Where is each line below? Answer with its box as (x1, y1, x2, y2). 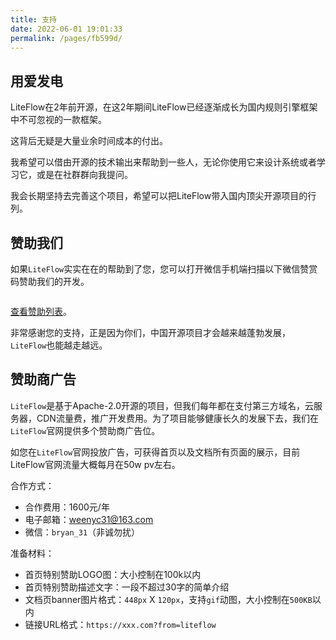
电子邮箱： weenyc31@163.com (24, 513, 154, 525)
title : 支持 (10, 14, 57, 25)
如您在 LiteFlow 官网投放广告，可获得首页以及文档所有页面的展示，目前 (10, 446, 301, 458)
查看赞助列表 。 (10, 306, 72, 317)
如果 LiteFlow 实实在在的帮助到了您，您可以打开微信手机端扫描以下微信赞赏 (10, 263, 318, 275)
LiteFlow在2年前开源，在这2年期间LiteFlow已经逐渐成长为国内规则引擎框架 (10, 101, 318, 113)
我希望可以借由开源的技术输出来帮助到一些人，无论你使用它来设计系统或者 (10, 156, 317, 168)
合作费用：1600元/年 (24, 501, 110, 513)
